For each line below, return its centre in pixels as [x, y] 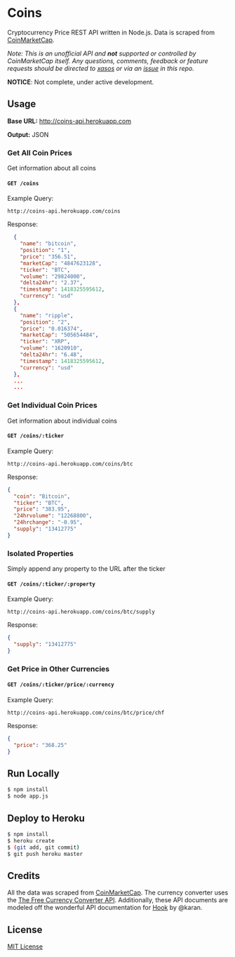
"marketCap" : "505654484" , [59, 335]
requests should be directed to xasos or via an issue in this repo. [101, 68]
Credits [24, 876]
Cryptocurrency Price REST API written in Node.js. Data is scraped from [111, 32]
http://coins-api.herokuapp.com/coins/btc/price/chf [86, 713]
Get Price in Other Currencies [59, 668]
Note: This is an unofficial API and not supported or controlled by [102, 53]
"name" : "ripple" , [47, 315]
